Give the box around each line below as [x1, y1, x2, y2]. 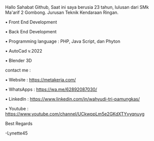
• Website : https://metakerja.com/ [5, 77, 76, 82]
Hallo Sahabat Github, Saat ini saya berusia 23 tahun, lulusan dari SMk [5, 4, 149, 10]
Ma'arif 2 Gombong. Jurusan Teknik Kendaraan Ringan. [5, 9, 119, 15]
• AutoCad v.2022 [5, 48, 42, 54]
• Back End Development [5, 29, 57, 34]
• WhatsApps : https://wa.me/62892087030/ [5, 86, 97, 92]
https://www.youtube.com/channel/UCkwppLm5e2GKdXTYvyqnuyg [5, 111, 145, 117]
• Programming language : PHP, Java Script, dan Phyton [5, 38, 121, 44]
